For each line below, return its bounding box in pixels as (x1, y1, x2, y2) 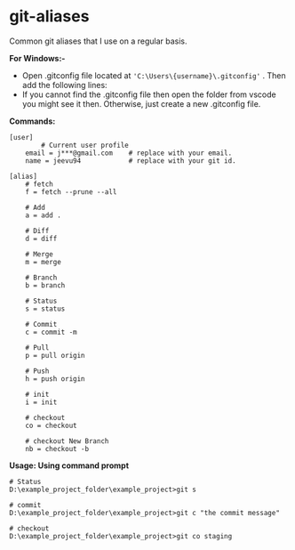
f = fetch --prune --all (25, 187, 117, 197)
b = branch (25, 280, 66, 290)
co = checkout (25, 421, 77, 430)
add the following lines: (21, 79, 108, 90)
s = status (25, 304, 66, 313)
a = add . (25, 211, 62, 220)
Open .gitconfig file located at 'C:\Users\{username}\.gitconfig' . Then (21, 69, 286, 81)
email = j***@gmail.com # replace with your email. (25, 149, 233, 158)
